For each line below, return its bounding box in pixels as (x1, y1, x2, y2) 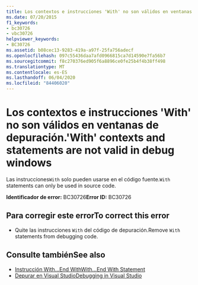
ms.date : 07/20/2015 (6, 14, 58, 20)
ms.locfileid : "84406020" (6, 81, 70, 87)
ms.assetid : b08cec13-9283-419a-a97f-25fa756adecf (6, 47, 134, 53)
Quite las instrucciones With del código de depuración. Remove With (14, 226, 181, 233)
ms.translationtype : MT (6, 63, 65, 70)
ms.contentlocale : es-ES (6, 69, 68, 75)
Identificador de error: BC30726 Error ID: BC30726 (6, 193, 132, 200)
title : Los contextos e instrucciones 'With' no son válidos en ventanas (6, 8, 193, 15)
